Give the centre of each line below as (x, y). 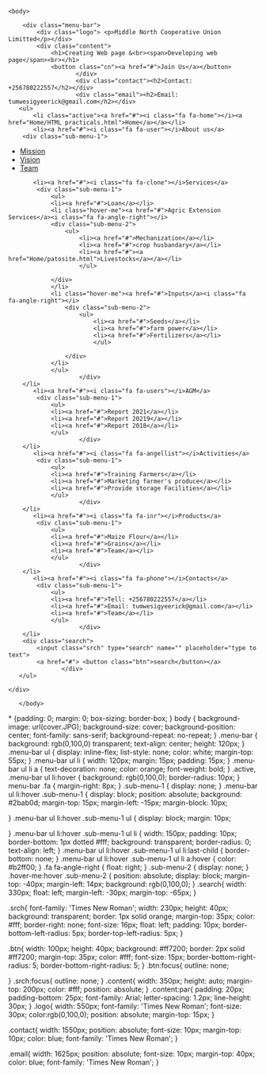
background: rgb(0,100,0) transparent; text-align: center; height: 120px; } (127, 744)
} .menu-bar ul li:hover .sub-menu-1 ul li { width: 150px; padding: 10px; (123, 833)
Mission (32, 151)
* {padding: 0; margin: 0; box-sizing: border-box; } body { (102, 718)
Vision (30, 160)
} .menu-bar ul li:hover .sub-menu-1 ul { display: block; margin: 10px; (120, 818)
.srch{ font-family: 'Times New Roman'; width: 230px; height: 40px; (118, 908)
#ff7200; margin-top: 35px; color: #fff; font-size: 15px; (97, 957)
